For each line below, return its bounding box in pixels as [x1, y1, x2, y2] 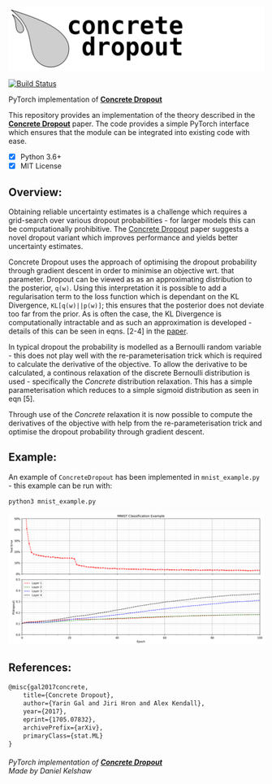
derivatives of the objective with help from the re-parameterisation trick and [8, 418, 262, 428]
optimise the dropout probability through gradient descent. [8, 426, 205, 437]
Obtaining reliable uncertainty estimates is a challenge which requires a [8, 207, 248, 216]
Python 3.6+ [19, 152, 63, 161]
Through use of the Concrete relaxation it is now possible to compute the [8, 409, 253, 419]
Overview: [8, 185, 63, 199]
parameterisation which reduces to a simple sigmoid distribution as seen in [8, 385, 259, 394]
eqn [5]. [8, 394, 35, 403]
